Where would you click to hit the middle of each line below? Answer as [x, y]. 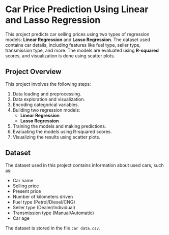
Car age [21, 218]
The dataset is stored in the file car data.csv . [53, 228]
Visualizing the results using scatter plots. [57, 137]
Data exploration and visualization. [49, 99]
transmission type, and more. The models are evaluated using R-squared [82, 50]
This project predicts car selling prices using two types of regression [77, 34]
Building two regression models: [46, 110]
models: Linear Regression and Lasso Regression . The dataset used [78, 40]
